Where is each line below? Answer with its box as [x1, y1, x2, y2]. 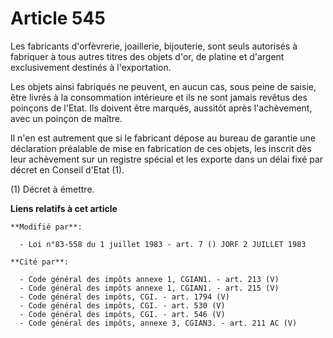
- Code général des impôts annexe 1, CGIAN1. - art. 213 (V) [19, 274, 280, 284]
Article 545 [10, 7, 106, 30]
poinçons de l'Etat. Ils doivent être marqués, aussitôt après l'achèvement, [10, 102, 313, 114]
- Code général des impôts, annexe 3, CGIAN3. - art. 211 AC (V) [19, 318, 298, 328]
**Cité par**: [10, 257, 70, 267]
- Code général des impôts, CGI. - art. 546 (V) [19, 309, 226, 319]
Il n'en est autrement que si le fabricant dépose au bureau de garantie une [10, 132, 316, 144]
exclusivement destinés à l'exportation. [10, 61, 172, 73]
